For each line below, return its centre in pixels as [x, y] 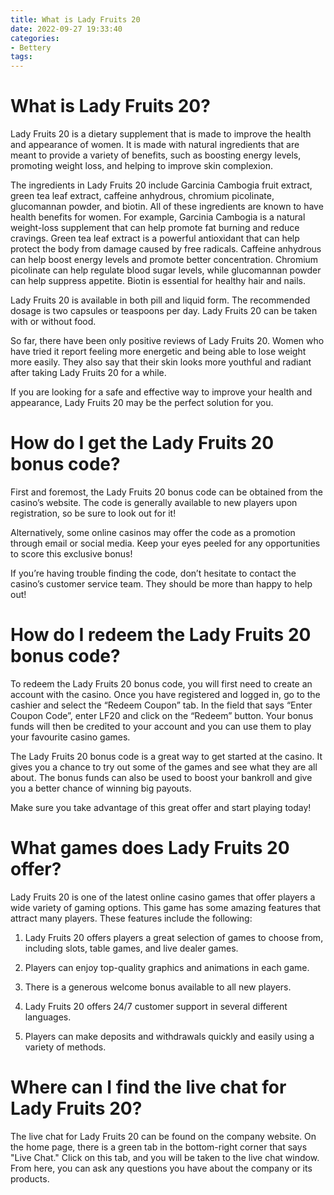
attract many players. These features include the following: [131, 918]
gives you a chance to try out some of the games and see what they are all [164, 767]
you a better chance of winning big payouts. [101, 788]
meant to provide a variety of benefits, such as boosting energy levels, [156, 155]
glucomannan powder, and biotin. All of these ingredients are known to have [167, 207]
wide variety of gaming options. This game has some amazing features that [166, 907]
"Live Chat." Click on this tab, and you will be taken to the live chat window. [165, 1157]
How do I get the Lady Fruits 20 [142, 443]
